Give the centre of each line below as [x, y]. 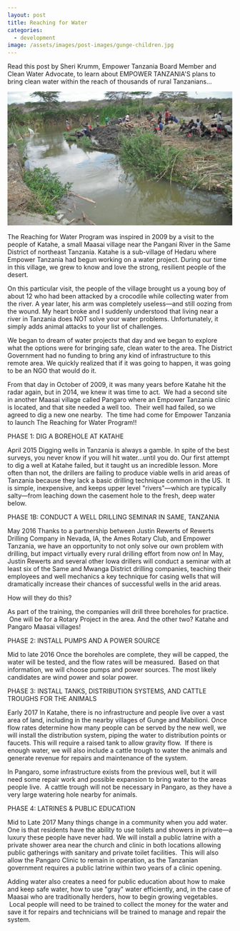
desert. [18, 275]
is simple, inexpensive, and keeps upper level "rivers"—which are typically [117, 488]
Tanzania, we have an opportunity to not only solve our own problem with [115, 546]
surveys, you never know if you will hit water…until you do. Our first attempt [119, 458]
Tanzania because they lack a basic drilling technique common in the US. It [119, 480]
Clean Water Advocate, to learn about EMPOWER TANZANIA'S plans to [111, 74]
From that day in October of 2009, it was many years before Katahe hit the [117, 385]
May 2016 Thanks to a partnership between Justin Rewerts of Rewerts [111, 531]
